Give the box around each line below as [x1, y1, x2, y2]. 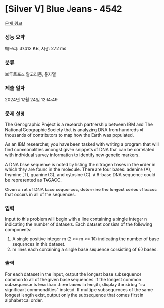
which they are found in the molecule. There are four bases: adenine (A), [5, 166, 152, 172]
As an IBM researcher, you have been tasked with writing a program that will [5, 142, 159, 147]
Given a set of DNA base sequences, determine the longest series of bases [5, 187, 157, 192]
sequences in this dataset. [12, 241, 66, 247]
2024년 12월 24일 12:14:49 [5, 96, 58, 102]
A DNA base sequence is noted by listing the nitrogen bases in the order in [5, 162, 156, 167]
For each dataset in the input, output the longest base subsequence [5, 271, 142, 277]
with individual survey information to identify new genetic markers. [5, 152, 140, 158]
